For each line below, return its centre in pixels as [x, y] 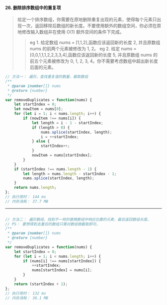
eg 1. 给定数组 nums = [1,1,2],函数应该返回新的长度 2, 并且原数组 [95, 43]
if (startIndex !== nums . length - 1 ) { [55, 169]
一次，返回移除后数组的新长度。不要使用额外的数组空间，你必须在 [89, 26]
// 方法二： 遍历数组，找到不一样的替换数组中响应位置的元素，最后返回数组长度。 [78, 219]
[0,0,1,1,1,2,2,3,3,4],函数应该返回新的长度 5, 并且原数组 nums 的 [94, 55]
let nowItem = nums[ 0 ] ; [39, 109]
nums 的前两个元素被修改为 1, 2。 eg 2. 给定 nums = [83, 49]
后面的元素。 [43, 68]
